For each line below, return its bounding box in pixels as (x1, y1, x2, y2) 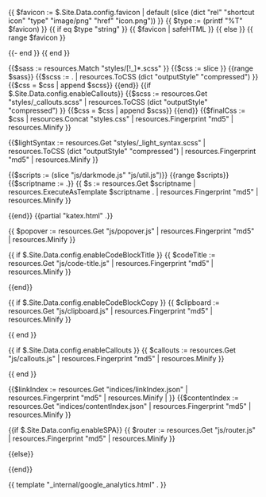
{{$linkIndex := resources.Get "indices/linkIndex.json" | (8, 385, 188, 394)
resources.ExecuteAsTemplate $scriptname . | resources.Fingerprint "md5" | (8, 187, 259, 196)
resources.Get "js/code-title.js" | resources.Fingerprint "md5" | (8, 259, 214, 268)
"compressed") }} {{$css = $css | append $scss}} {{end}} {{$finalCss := (8, 106, 246, 115)
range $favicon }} (8, 33, 66, 42)
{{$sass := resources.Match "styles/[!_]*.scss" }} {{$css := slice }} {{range (8, 64, 254, 73)
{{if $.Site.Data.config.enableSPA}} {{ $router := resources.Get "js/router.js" (8, 426, 256, 434)
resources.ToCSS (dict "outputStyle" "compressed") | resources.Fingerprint (8, 147, 256, 156)
